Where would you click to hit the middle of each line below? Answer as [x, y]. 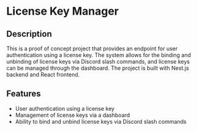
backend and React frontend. [43, 74]
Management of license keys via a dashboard [72, 115]
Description [29, 34]
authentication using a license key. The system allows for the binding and [99, 55]
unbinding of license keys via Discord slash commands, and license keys [98, 62]
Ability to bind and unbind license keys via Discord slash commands [101, 121]
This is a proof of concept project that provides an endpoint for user [92, 48]
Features [24, 94]
